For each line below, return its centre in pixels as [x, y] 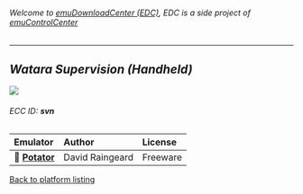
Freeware [162, 157]
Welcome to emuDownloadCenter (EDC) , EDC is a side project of [130, 13]
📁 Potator [35, 157]
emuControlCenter [44, 22]
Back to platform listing [52, 180]
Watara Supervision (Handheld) [101, 69]
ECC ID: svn [32, 110]
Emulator [34, 142]
